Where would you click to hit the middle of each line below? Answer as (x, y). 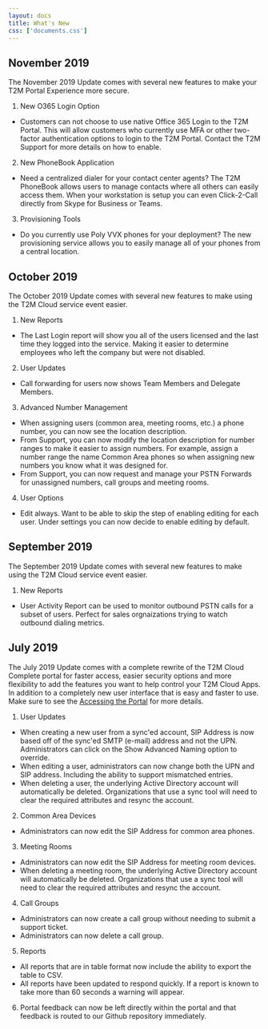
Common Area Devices (58, 816)
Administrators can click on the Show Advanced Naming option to (128, 749)
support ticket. (44, 927)
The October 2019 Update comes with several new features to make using (131, 296)
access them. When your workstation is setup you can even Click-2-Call (139, 195)
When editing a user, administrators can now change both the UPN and (137, 766)
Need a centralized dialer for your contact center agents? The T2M (130, 178)
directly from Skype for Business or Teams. (91, 204)
